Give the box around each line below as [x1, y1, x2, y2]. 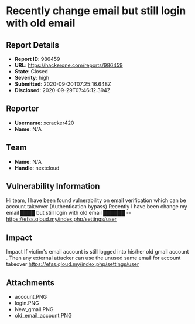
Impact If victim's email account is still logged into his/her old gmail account [6, 248, 189, 255]
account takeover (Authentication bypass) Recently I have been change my [6, 203, 187, 210]
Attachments [6, 278, 55, 288]
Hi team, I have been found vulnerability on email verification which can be [6, 197, 186, 204]
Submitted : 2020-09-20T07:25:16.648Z [14, 80, 111, 87]
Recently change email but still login [6, 4, 186, 18]
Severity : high [14, 75, 50, 81]
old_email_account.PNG [14, 312, 72, 319]
